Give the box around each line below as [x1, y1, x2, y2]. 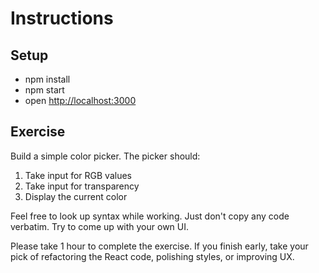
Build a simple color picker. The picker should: [10, 150, 201, 162]
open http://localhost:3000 [24, 95, 137, 106]
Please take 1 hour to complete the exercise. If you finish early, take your [10, 240, 309, 252]
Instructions [10, 7, 114, 30]
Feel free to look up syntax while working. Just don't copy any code [10, 210, 290, 222]
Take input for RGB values [24, 169, 132, 181]
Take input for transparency [24, 180, 140, 192]
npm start [24, 84, 65, 96]
